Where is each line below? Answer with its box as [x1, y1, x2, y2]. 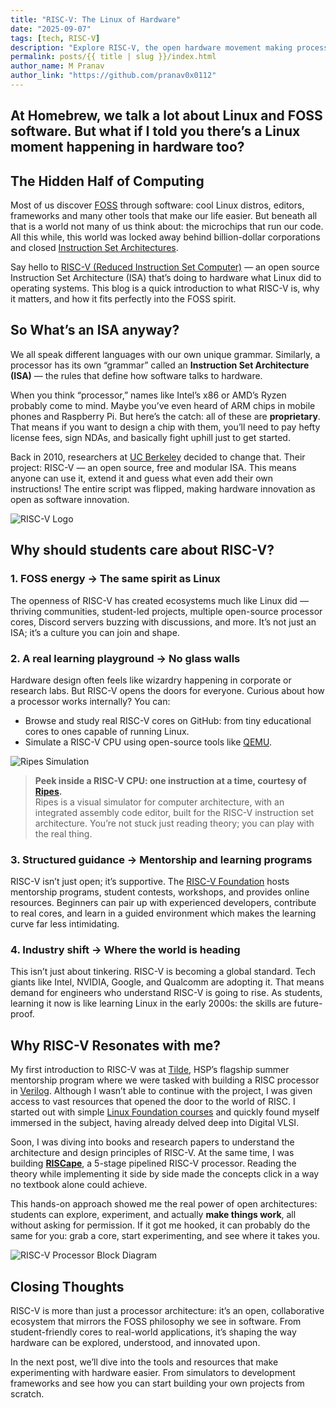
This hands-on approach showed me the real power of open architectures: [10, 1198, 318, 1210]
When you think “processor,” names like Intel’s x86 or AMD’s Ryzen [10, 389, 287, 401]
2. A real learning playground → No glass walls [10, 651, 241, 665]
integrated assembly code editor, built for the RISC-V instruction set [34, 806, 315, 818]
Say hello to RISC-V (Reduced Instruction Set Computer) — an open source [10, 261, 320, 273]
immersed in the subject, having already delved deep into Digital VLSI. [10, 1117, 300, 1129]
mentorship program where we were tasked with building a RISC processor [10, 1074, 320, 1086]
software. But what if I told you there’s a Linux [10, 123, 301, 140]
